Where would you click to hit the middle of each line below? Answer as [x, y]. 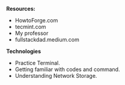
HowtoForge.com [36, 20]
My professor [32, 33]
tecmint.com [30, 27]
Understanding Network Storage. [56, 76]
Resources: [21, 9]
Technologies [24, 51]
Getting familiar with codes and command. [67, 69]
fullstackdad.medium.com [47, 39]
